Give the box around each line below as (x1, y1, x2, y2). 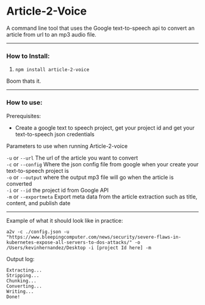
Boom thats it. (6, 77, 41, 85)
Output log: (6, 255, 35, 262)
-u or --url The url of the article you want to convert (6, 154, 138, 161)
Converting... (6, 283, 43, 289)
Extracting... (6, 267, 43, 273)
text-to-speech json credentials (15, 130, 95, 138)
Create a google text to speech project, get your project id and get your (15, 124, 195, 131)
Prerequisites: (6, 112, 41, 119)
